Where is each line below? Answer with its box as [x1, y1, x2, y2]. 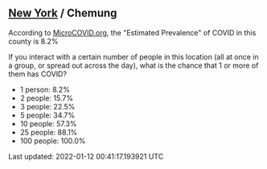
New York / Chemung [8, 6, 117, 20]
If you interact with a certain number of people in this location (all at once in [8, 52, 259, 61]
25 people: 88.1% [19, 127, 78, 137]
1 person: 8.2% [19, 84, 71, 94]
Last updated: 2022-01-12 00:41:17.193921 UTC [8, 151, 164, 161]
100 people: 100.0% [19, 136, 86, 146]
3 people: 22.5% [19, 101, 76, 111]
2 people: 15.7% [19, 93, 74, 103]
